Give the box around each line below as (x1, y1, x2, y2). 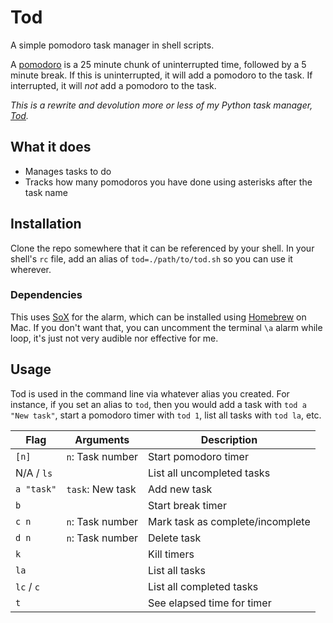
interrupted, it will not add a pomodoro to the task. (10, 79, 217, 91)
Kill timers (148, 547, 195, 561)
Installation (10, 216, 82, 233)
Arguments (74, 432, 130, 446)
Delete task (148, 531, 202, 545)
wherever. (10, 263, 52, 275)
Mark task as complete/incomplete (148, 514, 311, 528)
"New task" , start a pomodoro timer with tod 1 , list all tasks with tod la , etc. (10, 409, 322, 421)
